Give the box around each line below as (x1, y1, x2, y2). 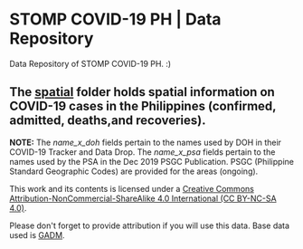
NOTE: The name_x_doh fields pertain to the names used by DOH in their (9, 137, 282, 148)
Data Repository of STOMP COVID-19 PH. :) (9, 58, 172, 69)
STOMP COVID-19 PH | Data (9, 9, 222, 30)
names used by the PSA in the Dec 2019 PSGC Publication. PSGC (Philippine (9, 156, 294, 167)
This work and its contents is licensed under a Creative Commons (9, 183, 255, 194)
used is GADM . (9, 229, 65, 240)
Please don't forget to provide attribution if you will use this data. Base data (9, 220, 290, 231)
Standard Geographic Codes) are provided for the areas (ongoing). (9, 166, 259, 177)
